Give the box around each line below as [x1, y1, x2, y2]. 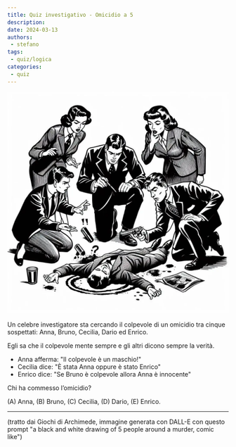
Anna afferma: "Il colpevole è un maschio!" [17, 355, 142, 363]
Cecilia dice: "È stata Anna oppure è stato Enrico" [17, 363, 162, 371]
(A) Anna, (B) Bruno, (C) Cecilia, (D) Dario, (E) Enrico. [7, 397, 162, 405]
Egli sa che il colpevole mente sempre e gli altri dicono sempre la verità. [7, 341, 215, 350]
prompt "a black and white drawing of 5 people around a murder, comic [7, 424, 214, 433]
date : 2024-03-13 [7, 26, 58, 33]
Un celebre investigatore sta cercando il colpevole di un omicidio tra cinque [7, 320, 226, 329]
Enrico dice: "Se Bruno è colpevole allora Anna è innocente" [17, 370, 192, 378]
